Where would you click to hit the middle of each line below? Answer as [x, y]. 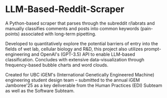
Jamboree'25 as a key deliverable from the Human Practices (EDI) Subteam [84, 85]
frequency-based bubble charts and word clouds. [57, 65]
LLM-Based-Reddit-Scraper [65, 9]
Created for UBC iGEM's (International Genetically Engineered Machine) [80, 74]
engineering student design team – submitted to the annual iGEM [73, 80]
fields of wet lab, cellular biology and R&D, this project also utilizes [74, 49]
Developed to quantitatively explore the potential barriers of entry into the [81, 43]
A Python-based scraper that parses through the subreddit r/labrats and [80, 23]
